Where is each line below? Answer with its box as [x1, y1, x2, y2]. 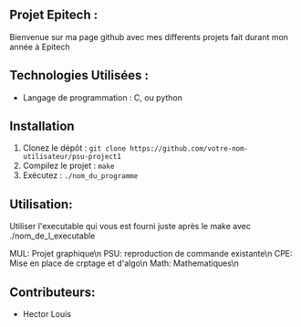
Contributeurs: [9, 284, 96, 300]
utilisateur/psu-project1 [22, 153, 121, 162]
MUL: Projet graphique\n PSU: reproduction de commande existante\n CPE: [9, 248, 294, 259]
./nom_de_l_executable [9, 230, 96, 241]
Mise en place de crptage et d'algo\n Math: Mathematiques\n [9, 258, 240, 269]
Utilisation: [9, 196, 73, 212]
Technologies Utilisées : [9, 68, 149, 83]
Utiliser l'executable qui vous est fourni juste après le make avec [9, 221, 251, 232]
